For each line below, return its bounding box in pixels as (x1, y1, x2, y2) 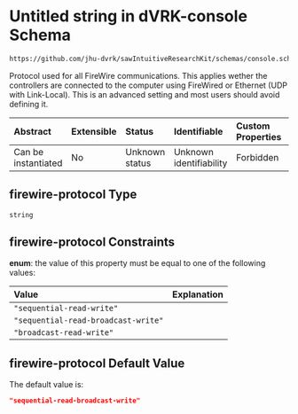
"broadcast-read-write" (13, 328, 114, 338)
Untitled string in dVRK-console (9, 6, 248, 27)
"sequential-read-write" (13, 303, 119, 314)
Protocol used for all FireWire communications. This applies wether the (9, 70, 268, 81)
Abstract (13, 125, 51, 137)
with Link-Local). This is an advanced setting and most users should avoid (9, 89, 280, 99)
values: (9, 268, 35, 278)
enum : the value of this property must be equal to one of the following (9, 258, 266, 269)
